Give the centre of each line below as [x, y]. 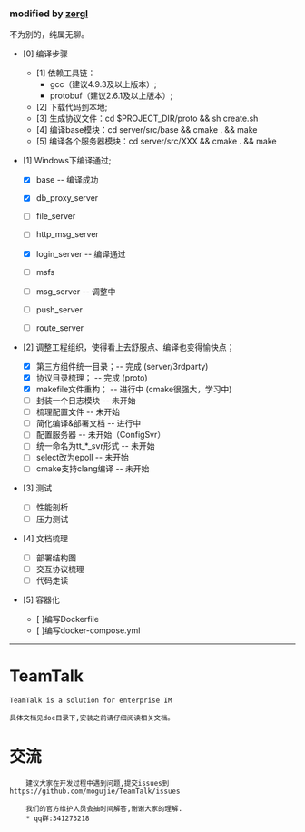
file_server [56, 216]
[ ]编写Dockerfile [68, 619]
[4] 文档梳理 [45, 538]
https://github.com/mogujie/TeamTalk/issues [95, 791]
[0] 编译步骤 [45, 54]
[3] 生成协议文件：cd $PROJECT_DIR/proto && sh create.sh [147, 119]
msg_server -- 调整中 [76, 291]
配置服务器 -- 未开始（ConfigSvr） [101, 435]
